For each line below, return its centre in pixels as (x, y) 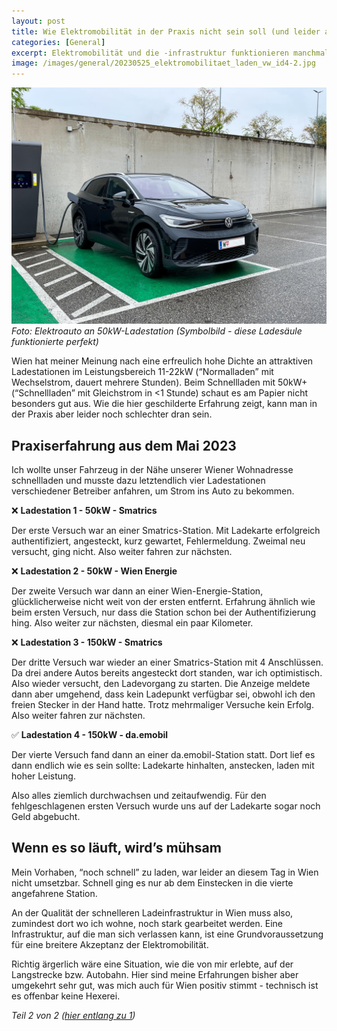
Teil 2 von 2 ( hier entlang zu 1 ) (73, 1015)
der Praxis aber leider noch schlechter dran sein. (112, 414)
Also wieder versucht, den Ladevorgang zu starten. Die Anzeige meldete (161, 683)
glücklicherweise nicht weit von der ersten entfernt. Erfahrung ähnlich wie (163, 601)
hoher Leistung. (43, 776)
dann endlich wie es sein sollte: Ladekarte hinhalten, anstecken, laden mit (163, 765)
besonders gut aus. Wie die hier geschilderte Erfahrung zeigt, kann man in (164, 404)
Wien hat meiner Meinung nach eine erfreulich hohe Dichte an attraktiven (162, 361)
